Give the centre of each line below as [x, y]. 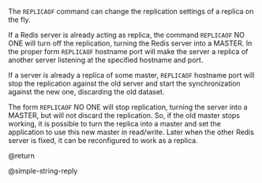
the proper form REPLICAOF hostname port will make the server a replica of [128, 51]
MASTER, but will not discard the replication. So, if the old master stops [124, 115]
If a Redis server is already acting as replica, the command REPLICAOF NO [127, 35]
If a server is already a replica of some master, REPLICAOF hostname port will [131, 75]
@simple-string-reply [43, 171]
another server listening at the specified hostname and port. [106, 60]
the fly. [19, 20]
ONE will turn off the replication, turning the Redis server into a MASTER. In [130, 43]
